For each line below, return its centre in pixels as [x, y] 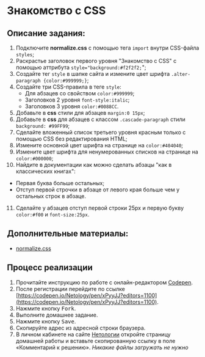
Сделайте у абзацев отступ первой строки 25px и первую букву [100, 208]
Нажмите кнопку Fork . [46, 308]
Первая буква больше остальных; [60, 183]
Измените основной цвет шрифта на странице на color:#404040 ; [99, 145]
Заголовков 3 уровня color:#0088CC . [72, 106]
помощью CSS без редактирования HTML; [71, 139]
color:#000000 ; [34, 158]
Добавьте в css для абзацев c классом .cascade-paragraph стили [100, 119]
